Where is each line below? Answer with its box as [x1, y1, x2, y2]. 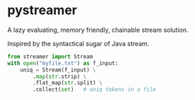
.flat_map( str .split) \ [32, 79, 102, 87]
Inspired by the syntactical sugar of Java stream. [7, 39, 150, 48]
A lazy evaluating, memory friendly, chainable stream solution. [7, 26, 189, 34]
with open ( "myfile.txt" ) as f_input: [7, 60, 119, 67]
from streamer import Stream [7, 52, 93, 60]
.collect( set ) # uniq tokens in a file [32, 86, 157, 94]
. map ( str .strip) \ [32, 73, 87, 80]
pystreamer [7, 2, 78, 18]
